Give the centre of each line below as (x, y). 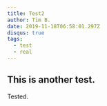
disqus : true (26, 33)
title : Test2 (26, 13)
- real (23, 52)
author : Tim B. (29, 20)
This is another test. (51, 80)
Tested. (18, 96)
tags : (15, 39)
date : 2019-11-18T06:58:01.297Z (53, 26)
